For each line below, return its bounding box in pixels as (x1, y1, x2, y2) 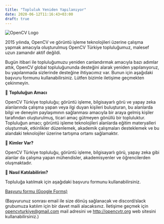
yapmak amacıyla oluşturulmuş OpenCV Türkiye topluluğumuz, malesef (5, 45, 149, 51)
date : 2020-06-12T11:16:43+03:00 (5, 12, 73, 17)
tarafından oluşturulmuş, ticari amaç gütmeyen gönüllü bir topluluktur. (5, 115, 145, 121)
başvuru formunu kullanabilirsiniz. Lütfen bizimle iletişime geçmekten (5, 75, 144, 81)
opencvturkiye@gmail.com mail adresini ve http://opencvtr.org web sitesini (5, 208, 156, 214)
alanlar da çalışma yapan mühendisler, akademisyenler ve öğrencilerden (5, 155, 151, 161)
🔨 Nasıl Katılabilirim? (5, 169, 48, 175)
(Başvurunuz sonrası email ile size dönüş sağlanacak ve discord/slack (5, 198, 146, 204)
